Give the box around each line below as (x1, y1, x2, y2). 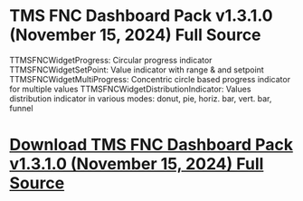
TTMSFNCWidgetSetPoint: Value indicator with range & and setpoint (9, 64, 264, 75)
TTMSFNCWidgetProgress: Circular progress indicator (9, 54, 213, 65)
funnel (9, 102, 33, 113)
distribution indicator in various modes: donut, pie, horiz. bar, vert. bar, (9, 92, 272, 104)
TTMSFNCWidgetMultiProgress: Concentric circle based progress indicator (9, 73, 291, 84)
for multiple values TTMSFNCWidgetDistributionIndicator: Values (9, 83, 251, 94)
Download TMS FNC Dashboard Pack (9, 135, 294, 155)
